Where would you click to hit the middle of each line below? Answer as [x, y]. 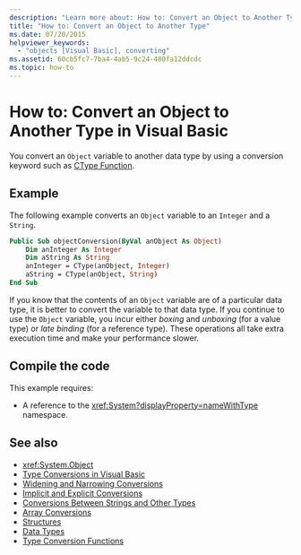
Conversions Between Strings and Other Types [109, 502]
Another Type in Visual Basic [119, 131]
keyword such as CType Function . [72, 165]
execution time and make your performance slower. [104, 338]
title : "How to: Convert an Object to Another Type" [110, 26]
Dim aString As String [68, 258]
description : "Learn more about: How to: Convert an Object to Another [146, 17]
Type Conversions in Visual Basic [84, 474]
